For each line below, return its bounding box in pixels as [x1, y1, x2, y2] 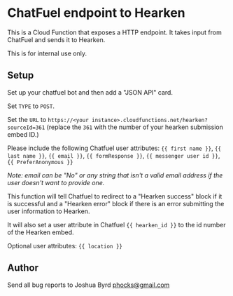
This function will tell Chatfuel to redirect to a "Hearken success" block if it [7, 191, 223, 201]
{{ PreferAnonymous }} [7, 159, 73, 166]
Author [7, 262, 38, 274]
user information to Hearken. [7, 207, 90, 215]
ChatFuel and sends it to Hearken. [7, 35, 106, 43]
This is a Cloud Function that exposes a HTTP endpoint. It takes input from [7, 28, 222, 36]
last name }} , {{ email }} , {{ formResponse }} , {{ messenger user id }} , [7, 151, 220, 159]
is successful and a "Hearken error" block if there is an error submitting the [7, 199, 225, 208]
